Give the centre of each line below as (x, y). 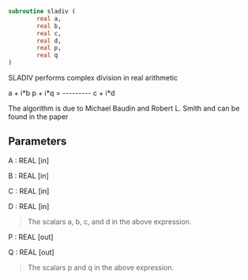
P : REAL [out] (31, 237)
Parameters (38, 142)
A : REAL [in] (29, 160)
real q (47, 55)
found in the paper (38, 117)
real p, (49, 48)
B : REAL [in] (28, 175)
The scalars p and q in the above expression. (101, 267)
